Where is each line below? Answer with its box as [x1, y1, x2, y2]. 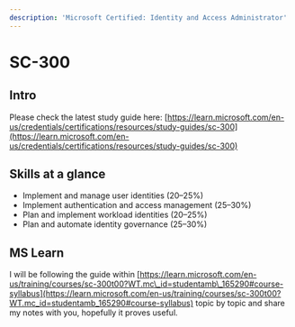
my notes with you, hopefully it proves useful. [9, 307, 178, 318]
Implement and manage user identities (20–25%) [22, 190, 204, 201]
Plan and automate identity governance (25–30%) [22, 219, 208, 230]
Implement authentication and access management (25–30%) [22, 200, 252, 211]
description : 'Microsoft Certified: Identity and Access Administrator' [9, 13, 288, 23]
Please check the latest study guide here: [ [9, 112, 168, 123]
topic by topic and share [195, 298, 285, 309]
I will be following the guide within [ [9, 269, 140, 280]
